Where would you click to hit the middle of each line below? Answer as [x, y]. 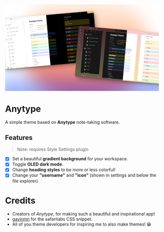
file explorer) [25, 181]
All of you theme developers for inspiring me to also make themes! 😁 [82, 224]
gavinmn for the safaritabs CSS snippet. [52, 219]
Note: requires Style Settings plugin [53, 149]
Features [19, 138]
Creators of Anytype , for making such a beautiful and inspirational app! [83, 214]
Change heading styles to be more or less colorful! [64, 170]
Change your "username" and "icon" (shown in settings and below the [84, 175]
